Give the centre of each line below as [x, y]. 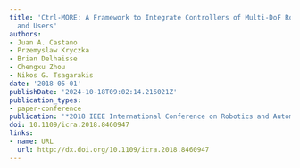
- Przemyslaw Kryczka [50, 51]
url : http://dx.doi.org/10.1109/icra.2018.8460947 [113, 149]
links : [21, 133]
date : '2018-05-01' [46, 84]
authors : [25, 34]
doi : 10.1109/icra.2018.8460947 [69, 125]
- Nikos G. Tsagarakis [51, 76]
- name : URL [31, 141]
